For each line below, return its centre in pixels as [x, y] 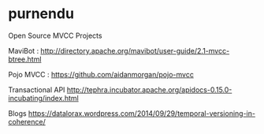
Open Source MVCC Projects [55, 35]
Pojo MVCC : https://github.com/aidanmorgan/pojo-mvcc [101, 74]
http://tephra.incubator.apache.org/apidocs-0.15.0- [149, 89]
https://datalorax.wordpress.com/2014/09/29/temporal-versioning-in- [142, 113]
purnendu [41, 14]
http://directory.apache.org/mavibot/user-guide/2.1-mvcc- [135, 50]
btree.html [25, 59]
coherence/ [27, 121]
